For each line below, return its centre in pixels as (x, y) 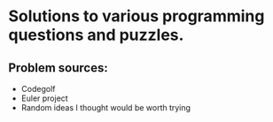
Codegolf (38, 89)
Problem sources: (58, 68)
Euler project (44, 98)
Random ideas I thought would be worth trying (106, 107)
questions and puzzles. (96, 35)
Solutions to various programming (136, 16)
